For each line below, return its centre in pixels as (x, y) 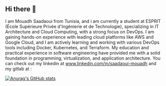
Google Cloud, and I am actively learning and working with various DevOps (82, 42)
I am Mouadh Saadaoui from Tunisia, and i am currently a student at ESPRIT (83, 21)
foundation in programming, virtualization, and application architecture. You (83, 58)
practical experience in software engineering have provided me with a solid (83, 53)
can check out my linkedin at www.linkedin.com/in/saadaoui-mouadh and (81, 63)
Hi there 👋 (21, 9)
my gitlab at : (18, 69)
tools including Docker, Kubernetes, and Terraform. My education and (77, 47)
